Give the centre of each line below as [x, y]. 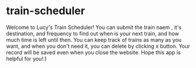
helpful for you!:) [26, 59]
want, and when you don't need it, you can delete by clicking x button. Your [98, 46]
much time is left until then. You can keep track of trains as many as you [94, 40]
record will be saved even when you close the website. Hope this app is [94, 52]
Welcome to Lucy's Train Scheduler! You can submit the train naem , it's [94, 27]
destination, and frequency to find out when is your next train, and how [93, 33]
